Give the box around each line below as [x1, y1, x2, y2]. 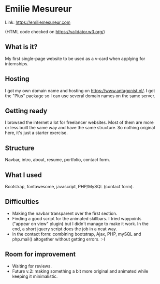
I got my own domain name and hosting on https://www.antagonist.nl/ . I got [5, 88, 155, 93]
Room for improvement [5, 250, 76, 258]
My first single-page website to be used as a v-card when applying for [5, 56, 145, 61]
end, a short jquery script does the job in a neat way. [12, 226, 117, 232]
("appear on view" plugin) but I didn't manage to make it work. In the [12, 221, 149, 226]
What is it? [5, 43, 38, 51]
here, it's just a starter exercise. [5, 130, 68, 136]
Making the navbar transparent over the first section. [12, 210, 117, 216]
